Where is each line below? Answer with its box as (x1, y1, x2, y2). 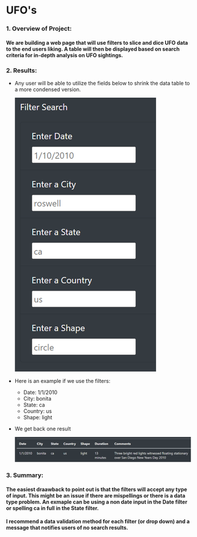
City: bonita (23, 395, 52, 402)
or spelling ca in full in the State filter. (6, 504, 99, 512)
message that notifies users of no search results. (6, 524, 128, 531)
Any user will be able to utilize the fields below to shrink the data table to (14, 80, 190, 86)
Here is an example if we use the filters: (14, 378, 110, 384)
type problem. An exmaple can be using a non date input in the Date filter (6, 498, 188, 505)
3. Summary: (6, 471, 44, 479)
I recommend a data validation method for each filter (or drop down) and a (6, 518, 190, 525)
